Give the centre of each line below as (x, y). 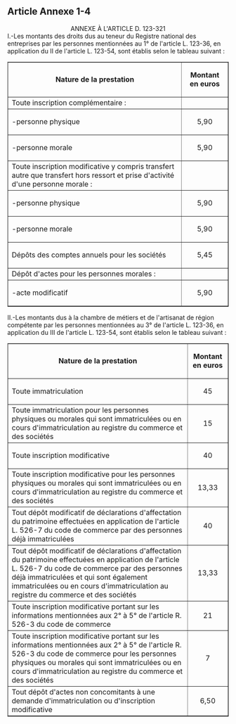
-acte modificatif (40, 293)
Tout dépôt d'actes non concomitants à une (84, 692)
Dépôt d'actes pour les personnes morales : (84, 274)
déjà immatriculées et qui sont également (80, 577)
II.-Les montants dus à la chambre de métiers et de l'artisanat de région (111, 317)
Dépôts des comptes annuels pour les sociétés (89, 255)
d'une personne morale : (52, 184)
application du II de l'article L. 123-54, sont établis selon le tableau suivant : (116, 51)
